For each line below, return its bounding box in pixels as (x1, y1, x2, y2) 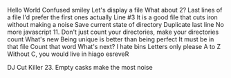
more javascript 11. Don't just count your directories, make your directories (7, 28, 219, 36)
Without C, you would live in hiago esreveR (7, 50, 129, 58)
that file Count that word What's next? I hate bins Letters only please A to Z (7, 43, 221, 50)
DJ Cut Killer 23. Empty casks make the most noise (7, 64, 154, 71)
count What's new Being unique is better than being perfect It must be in (7, 35, 214, 43)
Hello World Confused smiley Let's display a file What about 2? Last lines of (7, 6, 223, 14)
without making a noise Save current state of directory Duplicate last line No (7, 21, 225, 28)
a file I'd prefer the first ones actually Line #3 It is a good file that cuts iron (7, 13, 218, 21)
